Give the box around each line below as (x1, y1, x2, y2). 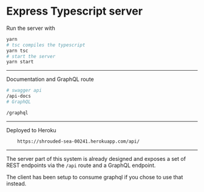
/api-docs (6, 93, 32, 99)
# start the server (6, 53, 56, 59)
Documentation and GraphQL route (6, 76, 94, 83)
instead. (6, 180, 27, 187)
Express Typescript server (6, 4, 143, 18)
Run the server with (6, 24, 56, 32)
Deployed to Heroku (6, 126, 56, 133)
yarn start (6, 59, 34, 65)
